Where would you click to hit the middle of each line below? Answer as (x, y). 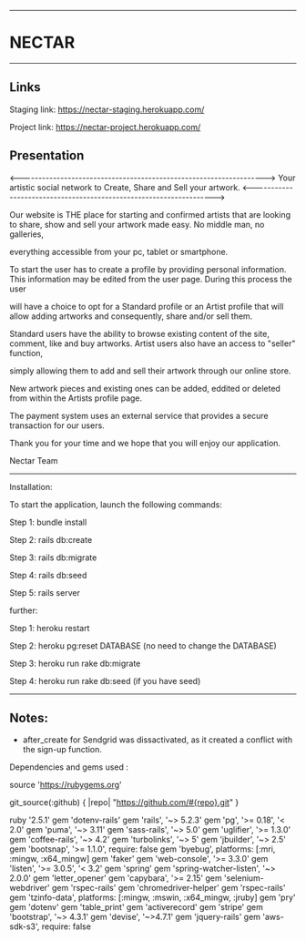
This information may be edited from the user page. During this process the (151, 279)
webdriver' (30, 888)
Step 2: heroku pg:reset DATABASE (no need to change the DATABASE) (143, 645)
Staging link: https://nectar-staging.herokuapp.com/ (107, 109)
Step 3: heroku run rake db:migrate (75, 663)
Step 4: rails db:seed (48, 575)
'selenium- (244, 878)
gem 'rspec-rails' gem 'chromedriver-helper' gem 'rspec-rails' (168, 888)
